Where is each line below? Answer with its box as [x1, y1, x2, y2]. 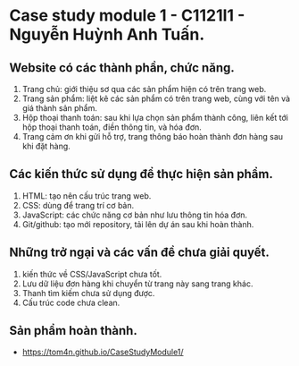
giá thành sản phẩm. [21, 103, 98, 113]
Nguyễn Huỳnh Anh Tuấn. [9, 24, 205, 45]
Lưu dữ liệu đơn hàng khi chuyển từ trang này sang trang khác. [21, 278, 253, 289]
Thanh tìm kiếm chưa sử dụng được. [21, 287, 155, 298]
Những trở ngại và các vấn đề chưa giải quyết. [9, 245, 270, 260]
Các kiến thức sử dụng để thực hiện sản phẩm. [9, 166, 274, 182]
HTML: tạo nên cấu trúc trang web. [21, 190, 152, 201]
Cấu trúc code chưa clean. [21, 297, 120, 308]
